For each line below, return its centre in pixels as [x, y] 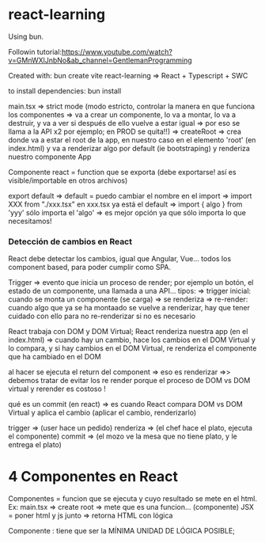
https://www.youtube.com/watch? [117, 51]
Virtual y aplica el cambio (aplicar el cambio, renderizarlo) [102, 412]
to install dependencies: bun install [65, 91]
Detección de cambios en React [70, 241]
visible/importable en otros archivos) [68, 180]
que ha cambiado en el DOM [55, 357]
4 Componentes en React [93, 477]
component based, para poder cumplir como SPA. [90, 268]
